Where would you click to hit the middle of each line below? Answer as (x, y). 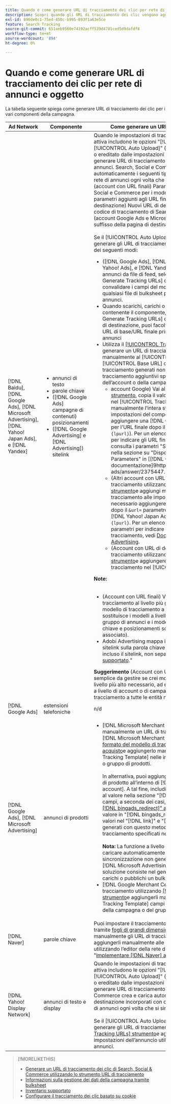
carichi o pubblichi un (128, 878)
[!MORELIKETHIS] (36, 1059)
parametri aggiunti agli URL (126, 199)
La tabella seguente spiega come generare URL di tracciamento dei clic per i (85, 109)
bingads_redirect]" (140, 808)
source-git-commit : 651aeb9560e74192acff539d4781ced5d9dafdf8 (73, 29)
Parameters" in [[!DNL (137, 459)
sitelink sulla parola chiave (134, 647)
